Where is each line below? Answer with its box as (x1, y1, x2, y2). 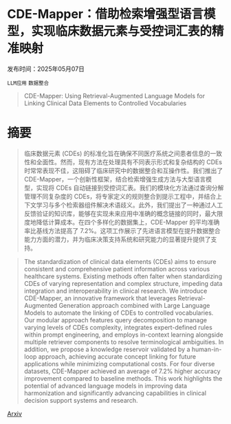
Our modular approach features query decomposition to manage (23, 315, 208, 324)
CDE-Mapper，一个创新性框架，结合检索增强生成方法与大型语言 (23, 175, 206, 183)
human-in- (191, 345, 222, 353)
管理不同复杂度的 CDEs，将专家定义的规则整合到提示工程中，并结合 (23, 192, 217, 200)
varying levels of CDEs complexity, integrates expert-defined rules (23, 323, 213, 331)
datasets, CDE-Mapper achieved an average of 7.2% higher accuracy (23, 367, 221, 375)
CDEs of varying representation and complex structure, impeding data (23, 279, 223, 287)
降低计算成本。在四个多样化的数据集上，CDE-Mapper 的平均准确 (36, 218, 220, 226)
